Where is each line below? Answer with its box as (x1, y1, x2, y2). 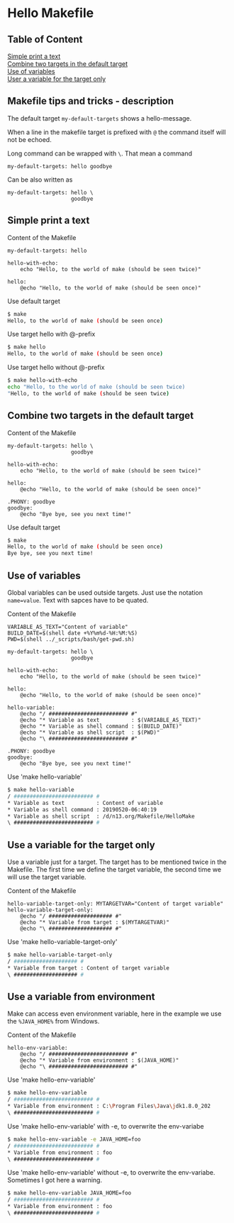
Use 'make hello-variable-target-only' (7, 938, 118, 946)
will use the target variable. (7, 873, 87, 882)
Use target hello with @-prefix (7, 330, 96, 339)
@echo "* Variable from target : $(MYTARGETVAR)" (20, 919, 170, 926)
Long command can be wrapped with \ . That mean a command (7, 149, 193, 158)
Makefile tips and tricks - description (7, 95, 174, 107)
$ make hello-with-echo (7, 377, 78, 384)
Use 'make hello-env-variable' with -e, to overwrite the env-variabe (7, 1121, 204, 1130)
